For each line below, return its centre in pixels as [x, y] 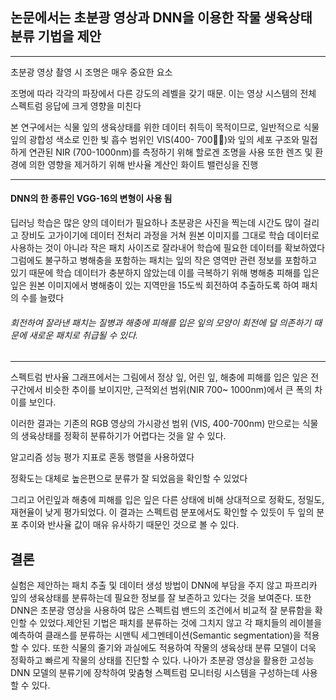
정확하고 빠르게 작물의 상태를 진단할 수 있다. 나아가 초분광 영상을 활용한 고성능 [162, 660]
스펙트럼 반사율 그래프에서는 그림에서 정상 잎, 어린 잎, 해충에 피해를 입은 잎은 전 [165, 377]
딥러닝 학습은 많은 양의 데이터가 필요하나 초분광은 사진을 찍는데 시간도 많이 [156, 223]
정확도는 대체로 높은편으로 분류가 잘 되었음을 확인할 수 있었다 [129, 479]
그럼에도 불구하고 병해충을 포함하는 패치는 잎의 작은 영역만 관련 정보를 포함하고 [164, 260]
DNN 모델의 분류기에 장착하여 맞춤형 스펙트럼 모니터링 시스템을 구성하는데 [155, 673]
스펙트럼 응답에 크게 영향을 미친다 [76, 105]
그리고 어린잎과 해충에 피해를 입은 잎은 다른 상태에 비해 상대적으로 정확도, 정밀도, [167, 500]
